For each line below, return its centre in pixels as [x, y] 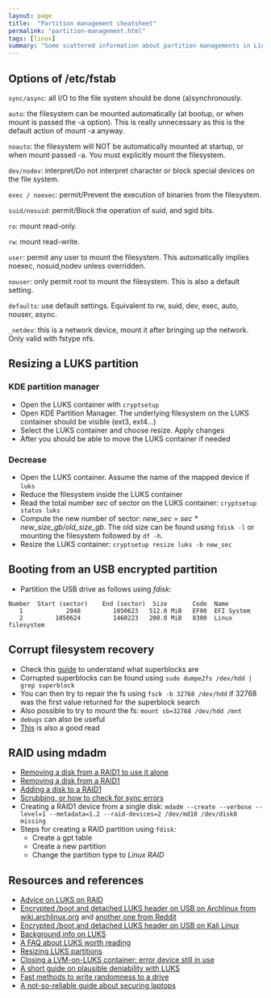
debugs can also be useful [63, 719]
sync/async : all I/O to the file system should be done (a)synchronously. [125, 98]
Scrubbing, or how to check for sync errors [92, 798]
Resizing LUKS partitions [61, 951]
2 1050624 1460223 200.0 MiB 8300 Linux [125, 618]
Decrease [27, 459]
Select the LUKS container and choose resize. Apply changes [122, 430]
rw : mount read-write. [44, 241]
